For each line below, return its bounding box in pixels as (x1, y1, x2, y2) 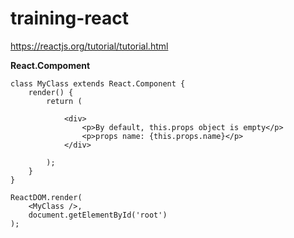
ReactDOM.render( (10, 192, 83, 202)
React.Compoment (10, 59, 91, 71)
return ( (46, 96, 83, 106)
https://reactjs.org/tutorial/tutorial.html (10, 40, 169, 52)
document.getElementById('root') (28, 210, 168, 220)
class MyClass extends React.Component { (10, 78, 186, 89)
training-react (10, 7, 130, 30)
